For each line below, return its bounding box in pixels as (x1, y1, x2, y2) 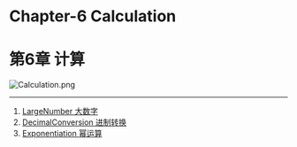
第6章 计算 (9, 50, 86, 70)
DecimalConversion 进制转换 (21, 117, 127, 128)
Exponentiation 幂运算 (21, 128, 103, 139)
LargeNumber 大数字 (21, 106, 99, 117)
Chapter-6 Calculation (9, 6, 177, 27)
